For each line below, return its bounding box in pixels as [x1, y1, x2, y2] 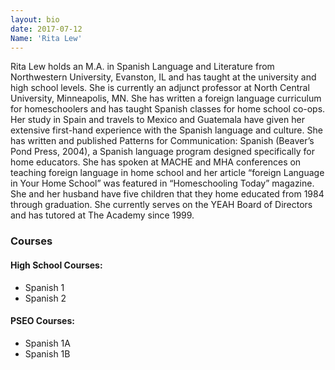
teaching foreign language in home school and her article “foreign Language [10, 167, 325, 179]
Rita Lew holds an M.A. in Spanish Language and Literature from [10, 61, 275, 73]
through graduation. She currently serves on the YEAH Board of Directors [10, 199, 313, 211]
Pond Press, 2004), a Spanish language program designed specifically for [10, 146, 315, 158]
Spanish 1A [24, 337, 71, 349]
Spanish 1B [24, 347, 71, 360]
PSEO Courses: [10, 315, 75, 327]
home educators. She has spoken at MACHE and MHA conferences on [10, 156, 302, 168]
